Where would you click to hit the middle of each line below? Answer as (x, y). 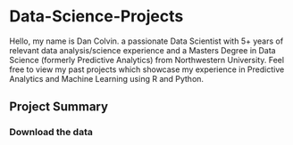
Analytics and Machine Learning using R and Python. (106, 78)
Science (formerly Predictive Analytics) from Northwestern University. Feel (146, 60)
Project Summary (59, 107)
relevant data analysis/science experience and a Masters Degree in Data (142, 50)
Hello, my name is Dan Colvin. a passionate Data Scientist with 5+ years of (146, 41)
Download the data (51, 133)
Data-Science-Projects (96, 16)
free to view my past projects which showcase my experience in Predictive (147, 69)
